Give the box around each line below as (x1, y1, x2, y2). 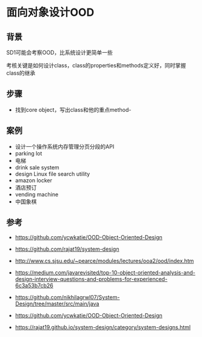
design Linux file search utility (15, 170, 90, 177)
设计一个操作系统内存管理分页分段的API (15, 143, 115, 150)
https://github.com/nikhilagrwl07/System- (15, 294, 120, 301)
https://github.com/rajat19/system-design (15, 245, 120, 253)
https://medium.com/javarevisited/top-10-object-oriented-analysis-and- (15, 269, 196, 276)
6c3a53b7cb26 (15, 282, 53, 289)
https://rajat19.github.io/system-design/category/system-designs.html (15, 324, 191, 331)
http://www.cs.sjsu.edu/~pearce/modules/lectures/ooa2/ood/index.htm (15, 257, 194, 265)
